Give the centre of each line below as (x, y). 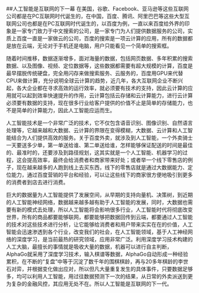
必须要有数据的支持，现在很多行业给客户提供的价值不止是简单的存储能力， (97, 103)
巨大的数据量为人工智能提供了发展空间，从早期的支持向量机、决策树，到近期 (99, 195)
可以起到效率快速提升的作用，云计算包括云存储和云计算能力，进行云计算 (105, 95)
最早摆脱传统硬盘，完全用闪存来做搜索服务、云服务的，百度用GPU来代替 (95, 73)
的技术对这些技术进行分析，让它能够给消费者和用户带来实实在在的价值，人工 (99, 224)
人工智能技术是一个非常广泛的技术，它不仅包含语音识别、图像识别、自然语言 (99, 123)
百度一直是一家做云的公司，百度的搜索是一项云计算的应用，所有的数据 (102, 38)
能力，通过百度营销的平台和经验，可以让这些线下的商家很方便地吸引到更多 (102, 175)
